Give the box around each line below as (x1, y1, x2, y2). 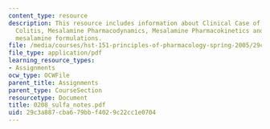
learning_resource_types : (8, 57, 95, 65)
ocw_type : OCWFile (8, 71, 70, 79)
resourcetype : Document (8, 94, 88, 102)
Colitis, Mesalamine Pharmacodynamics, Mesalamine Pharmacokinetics (15, 26, 250, 34)
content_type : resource (8, 11, 88, 20)
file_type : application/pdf (8, 49, 103, 57)
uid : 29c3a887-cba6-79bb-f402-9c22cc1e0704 (8, 109, 157, 117)
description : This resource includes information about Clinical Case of (8, 19, 261, 27)
